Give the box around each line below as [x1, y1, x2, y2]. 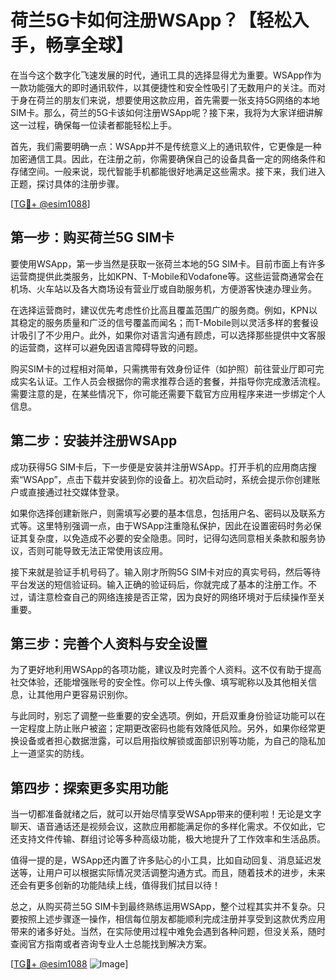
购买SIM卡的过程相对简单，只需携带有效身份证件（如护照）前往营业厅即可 [10, 362, 316, 375]
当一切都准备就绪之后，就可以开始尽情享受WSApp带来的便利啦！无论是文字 [10, 808, 322, 820]
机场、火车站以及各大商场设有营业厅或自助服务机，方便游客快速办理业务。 [10, 282, 317, 295]
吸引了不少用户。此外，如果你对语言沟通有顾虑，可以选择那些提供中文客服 [18, 329, 326, 341]
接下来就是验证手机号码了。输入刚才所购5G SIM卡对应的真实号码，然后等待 [10, 566, 322, 578]
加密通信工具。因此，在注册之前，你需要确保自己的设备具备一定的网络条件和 [10, 152, 326, 165]
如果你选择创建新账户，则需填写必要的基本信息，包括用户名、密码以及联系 [10, 507, 317, 519]
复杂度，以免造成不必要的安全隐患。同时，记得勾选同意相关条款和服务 [27, 532, 317, 544]
